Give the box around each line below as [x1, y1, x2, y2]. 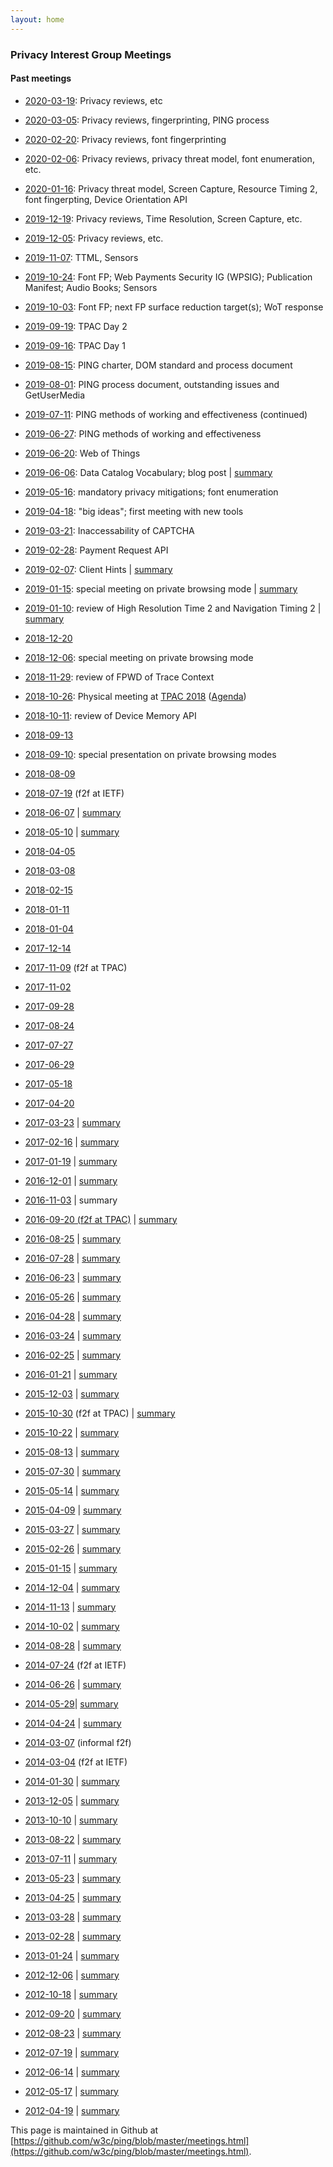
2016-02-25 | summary [24, 1349, 122, 1361]
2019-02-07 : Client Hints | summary [24, 563, 173, 575]
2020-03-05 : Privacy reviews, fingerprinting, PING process [24, 114, 270, 126]
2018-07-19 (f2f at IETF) [24, 787, 125, 799]
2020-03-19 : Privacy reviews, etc [24, 94, 163, 106]
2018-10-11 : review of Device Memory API [24, 709, 197, 721]
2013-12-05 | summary [24, 1794, 120, 1806]
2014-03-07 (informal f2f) [24, 1736, 132, 1748]
